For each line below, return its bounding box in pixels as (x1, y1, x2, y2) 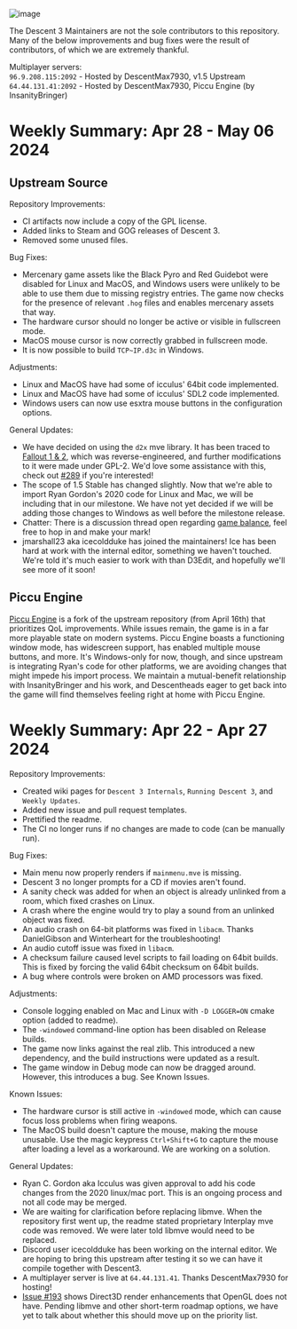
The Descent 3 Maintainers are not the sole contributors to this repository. (9, 26, 280, 36)
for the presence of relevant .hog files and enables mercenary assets (21, 297, 275, 308)
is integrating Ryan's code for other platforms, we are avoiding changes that (9, 661, 287, 671)
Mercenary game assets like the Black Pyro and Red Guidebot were (21, 269, 269, 280)
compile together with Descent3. (21, 1262, 142, 1273)
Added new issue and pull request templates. (21, 804, 188, 815)
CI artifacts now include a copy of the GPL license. (21, 216, 207, 226)
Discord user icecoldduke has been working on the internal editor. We (21, 1244, 277, 1254)
